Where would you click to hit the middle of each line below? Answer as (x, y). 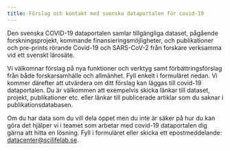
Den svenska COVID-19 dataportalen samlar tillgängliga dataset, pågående (113, 33)
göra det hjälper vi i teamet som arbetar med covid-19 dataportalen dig (107, 125)
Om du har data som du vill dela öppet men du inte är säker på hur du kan (111, 118)
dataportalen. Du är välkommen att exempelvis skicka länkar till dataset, (109, 90)
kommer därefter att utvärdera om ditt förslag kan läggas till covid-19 (104, 82)
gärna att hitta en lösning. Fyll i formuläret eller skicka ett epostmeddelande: (115, 132)
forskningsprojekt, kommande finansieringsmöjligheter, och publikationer (111, 40)
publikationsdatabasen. (40, 104)
